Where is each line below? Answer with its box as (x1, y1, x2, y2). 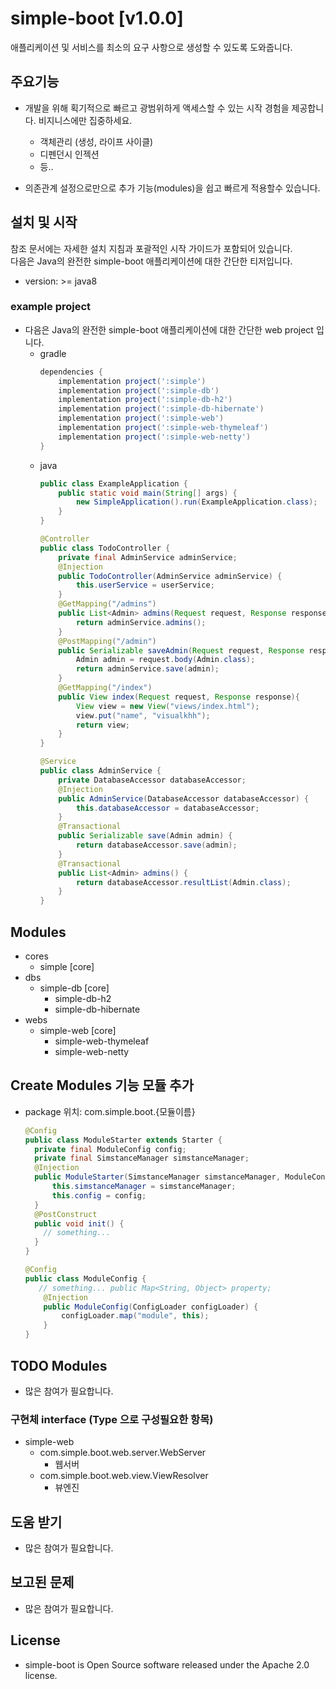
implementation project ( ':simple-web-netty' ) (58, 432, 252, 442)
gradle (39, 347, 67, 359)
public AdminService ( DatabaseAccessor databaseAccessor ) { (58, 793, 310, 804)
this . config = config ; (51, 1190, 147, 1201)
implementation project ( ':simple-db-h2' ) (58, 395, 233, 405)
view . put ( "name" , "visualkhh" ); (75, 710, 211, 721)
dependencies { (39, 367, 103, 377)
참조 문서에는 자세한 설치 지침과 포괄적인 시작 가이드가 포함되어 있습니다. (10, 242, 293, 254)
